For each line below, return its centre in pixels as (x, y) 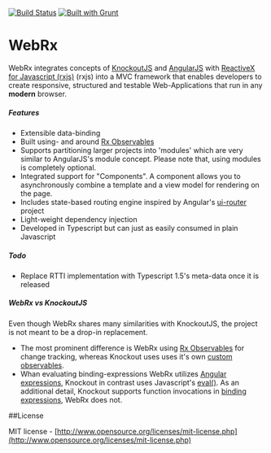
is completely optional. (58, 168)
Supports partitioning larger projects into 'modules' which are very (131, 150)
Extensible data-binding (60, 133)
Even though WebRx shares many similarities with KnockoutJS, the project (133, 323)
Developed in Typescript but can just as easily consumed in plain (129, 228)
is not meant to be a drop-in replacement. (78, 332)
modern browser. (38, 94)
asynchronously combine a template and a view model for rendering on (140, 185)
